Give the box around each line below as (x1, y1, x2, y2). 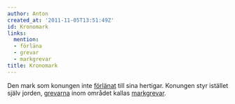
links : (7, 29, 27, 37)
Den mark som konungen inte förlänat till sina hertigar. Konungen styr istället (7, 81, 229, 89)
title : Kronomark (7, 62, 58, 69)
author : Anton (7, 10, 49, 17)
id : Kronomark (7, 23, 49, 30)
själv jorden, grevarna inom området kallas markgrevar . (7, 89, 166, 97)
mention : (13, 36, 39, 43)
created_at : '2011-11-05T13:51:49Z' (7, 17, 114, 24)
